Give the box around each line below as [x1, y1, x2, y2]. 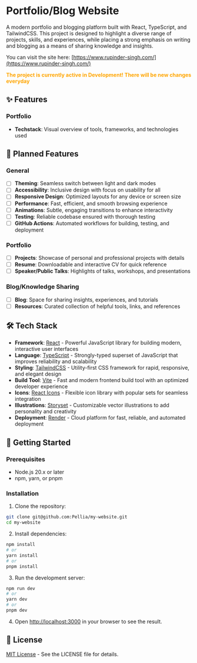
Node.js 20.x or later [14, 468, 65, 476]
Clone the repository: [14, 503, 66, 510]
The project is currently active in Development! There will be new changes [6, 71, 192, 78]
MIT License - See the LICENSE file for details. [6, 651, 119, 658]
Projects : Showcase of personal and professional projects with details [14, 255, 185, 262]
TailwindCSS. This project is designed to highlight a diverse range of [6, 29, 172, 36]
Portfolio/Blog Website [6, 4, 119, 18]
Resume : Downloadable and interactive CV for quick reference [14, 261, 167, 268]
